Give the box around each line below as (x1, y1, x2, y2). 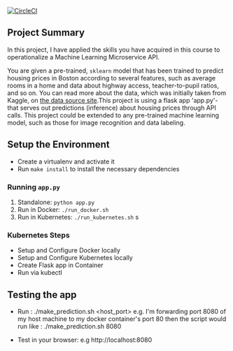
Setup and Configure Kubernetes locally (17, 254, 133, 262)
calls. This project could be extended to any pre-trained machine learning (7, 110, 219, 119)
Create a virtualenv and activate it (17, 157, 115, 166)
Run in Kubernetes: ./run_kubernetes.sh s (17, 213, 139, 221)
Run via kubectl (17, 268, 63, 277)
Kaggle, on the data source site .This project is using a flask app (7, 96, 190, 104)
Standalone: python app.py (17, 198, 95, 206)
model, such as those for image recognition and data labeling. (7, 118, 185, 127)
